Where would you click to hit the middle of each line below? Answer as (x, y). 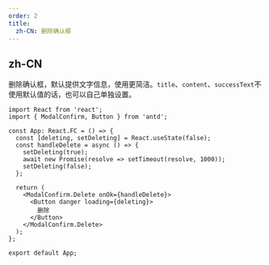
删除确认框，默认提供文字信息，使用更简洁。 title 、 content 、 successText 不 (135, 84)
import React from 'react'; (56, 110)
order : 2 (23, 16)
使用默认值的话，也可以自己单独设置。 (72, 95)
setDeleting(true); (56, 152)
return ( (30, 188)
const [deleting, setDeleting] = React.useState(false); (113, 139)
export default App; (43, 253)
